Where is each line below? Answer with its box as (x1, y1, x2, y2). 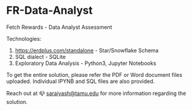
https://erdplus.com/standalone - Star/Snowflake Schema (14, 46, 159, 54)
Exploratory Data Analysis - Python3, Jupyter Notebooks (14, 60, 156, 67)
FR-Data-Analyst (6, 4, 93, 17)
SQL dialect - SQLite (14, 53, 66, 60)
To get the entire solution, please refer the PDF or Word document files (6, 71, 182, 78)
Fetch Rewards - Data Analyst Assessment (6, 23, 112, 31)
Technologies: (6, 35, 42, 42)
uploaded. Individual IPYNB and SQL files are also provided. (6, 78, 155, 85)
